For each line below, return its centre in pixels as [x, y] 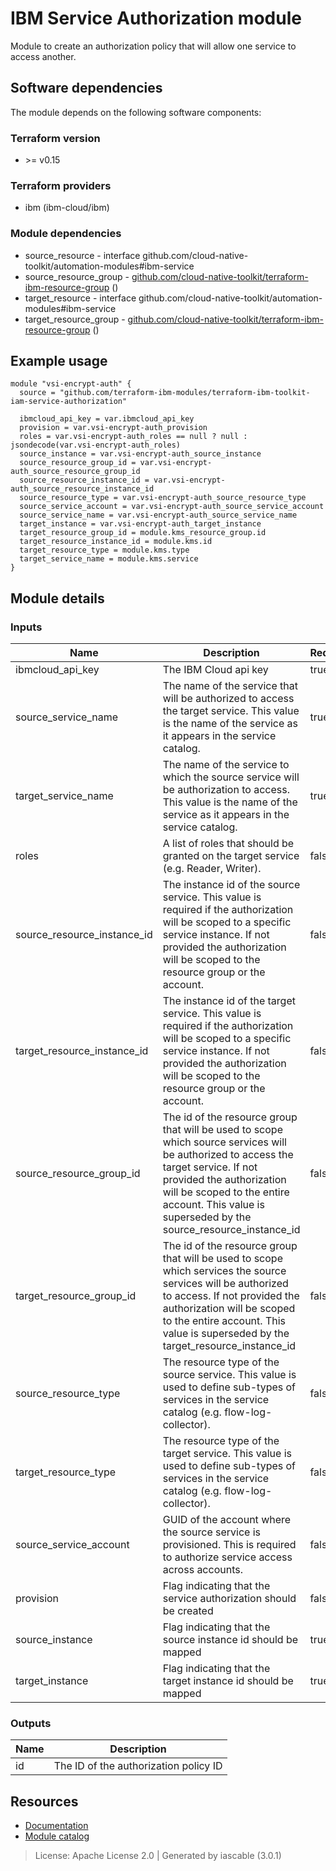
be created [188, 1611]
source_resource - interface [82, 255]
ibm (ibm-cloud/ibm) [67, 208]
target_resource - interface [80, 298]
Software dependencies [86, 88]
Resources [44, 1801]
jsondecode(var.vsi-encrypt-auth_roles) [96, 445]
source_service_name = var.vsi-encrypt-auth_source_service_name [158, 515]
